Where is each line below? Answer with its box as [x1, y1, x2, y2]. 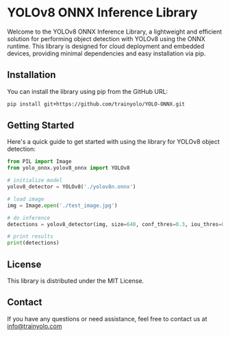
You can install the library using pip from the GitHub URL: [7, 87, 168, 95]
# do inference [7, 214, 51, 221]
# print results [7, 233, 53, 240]
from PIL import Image [7, 158, 72, 165]
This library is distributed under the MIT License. [7, 277, 144, 285]
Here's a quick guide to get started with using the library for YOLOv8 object [7, 138, 220, 146]
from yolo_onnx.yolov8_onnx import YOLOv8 [7, 164, 130, 172]
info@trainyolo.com [7, 322, 62, 330]
